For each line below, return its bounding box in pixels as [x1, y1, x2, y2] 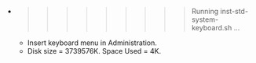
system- [191, 15, 218, 24]
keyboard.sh [191, 23, 232, 32]
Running [191, 7, 219, 16]
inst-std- [219, 7, 249, 16]
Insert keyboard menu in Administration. [27, 38, 157, 47]
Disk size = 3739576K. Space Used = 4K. [27, 47, 162, 55]
